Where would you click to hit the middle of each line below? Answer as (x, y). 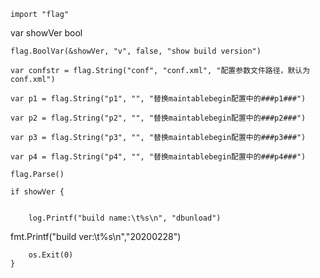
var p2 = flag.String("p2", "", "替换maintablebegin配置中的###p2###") (158, 118)
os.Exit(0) (51, 255)
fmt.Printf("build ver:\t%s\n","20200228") (96, 236)
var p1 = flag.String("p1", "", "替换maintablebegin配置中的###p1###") (158, 99)
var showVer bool (46, 33)
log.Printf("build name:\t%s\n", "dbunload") (125, 218)
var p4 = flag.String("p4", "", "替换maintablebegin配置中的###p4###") (158, 157)
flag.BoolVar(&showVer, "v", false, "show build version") (136, 51)
